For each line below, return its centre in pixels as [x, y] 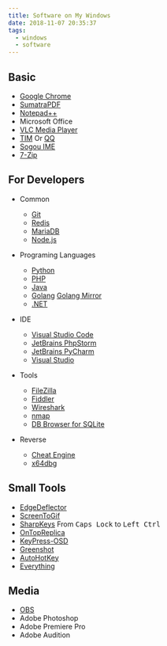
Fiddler [43, 399]
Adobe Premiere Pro [52, 627]
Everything [37, 566]
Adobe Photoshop [49, 618]
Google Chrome [45, 96]
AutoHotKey [39, 557]
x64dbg [44, 463]
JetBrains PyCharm [63, 351]
